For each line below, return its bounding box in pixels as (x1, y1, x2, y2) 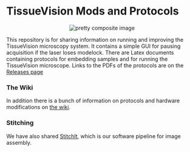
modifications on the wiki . (6, 104, 71, 111)
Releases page (6, 68, 44, 75)
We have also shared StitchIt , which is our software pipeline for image (6, 132, 181, 140)
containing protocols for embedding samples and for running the (6, 55, 168, 62)
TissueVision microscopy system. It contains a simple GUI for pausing (6, 42, 181, 50)
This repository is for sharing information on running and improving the (6, 36, 184, 43)
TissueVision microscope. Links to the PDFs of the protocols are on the (6, 62, 184, 69)
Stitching (6, 119, 34, 127)
